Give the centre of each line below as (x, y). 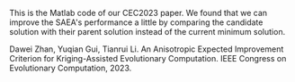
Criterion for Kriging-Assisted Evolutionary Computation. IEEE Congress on (148, 58)
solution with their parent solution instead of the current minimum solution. (147, 32)
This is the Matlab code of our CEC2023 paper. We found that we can (139, 13)
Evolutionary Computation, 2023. (71, 68)
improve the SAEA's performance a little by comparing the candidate (136, 22)
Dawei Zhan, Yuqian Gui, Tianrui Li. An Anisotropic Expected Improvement (147, 49)
